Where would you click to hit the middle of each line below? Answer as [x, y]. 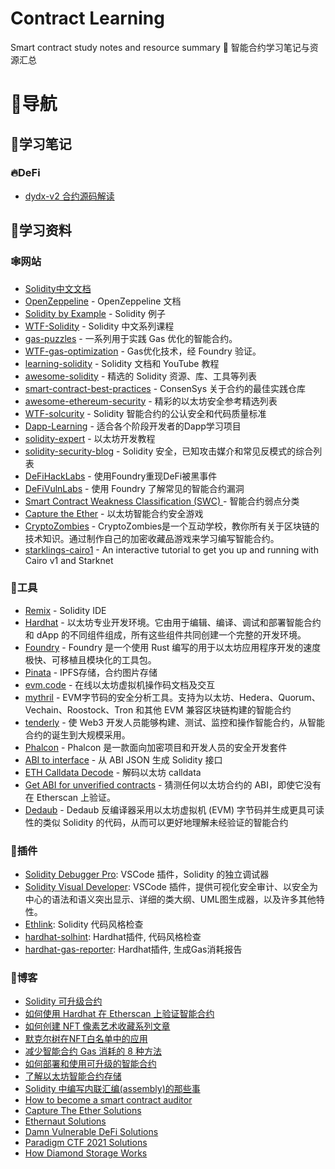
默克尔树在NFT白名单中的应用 [86, 1039]
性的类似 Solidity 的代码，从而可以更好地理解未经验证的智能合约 [156, 822]
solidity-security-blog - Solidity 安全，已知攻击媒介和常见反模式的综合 [169, 451]
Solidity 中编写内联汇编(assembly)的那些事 [112, 1089]
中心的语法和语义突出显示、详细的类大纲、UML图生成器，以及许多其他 [170, 899]
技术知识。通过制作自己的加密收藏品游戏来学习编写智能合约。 [152, 538]
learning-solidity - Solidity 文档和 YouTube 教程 [122, 363]
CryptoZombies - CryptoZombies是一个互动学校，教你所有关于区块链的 [172, 526]
